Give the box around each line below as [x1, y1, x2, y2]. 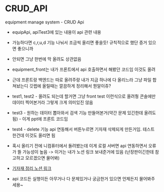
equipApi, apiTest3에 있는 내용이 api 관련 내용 [12, 29, 102, 35]
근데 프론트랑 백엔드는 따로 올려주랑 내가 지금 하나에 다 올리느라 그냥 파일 [12, 77, 152, 83]
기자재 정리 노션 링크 [12, 165, 52, 171]
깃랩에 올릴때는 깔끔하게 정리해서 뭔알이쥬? [29, 83, 111, 88]
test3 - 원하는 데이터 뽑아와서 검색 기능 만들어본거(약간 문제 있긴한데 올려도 [12, 109, 156, 115]
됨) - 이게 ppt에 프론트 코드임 [12, 116, 68, 122]
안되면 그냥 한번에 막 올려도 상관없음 [12, 56, 82, 62]
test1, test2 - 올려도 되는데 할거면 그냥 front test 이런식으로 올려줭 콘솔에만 [12, 93, 156, 99]
